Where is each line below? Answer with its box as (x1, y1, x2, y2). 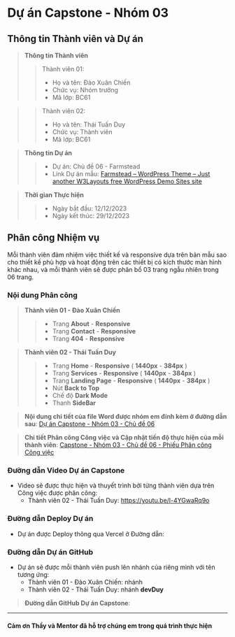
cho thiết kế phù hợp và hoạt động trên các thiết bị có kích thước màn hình (7, 257, 222, 266)
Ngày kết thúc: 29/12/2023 (52, 212, 130, 220)
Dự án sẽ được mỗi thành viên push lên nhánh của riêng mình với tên (17, 563, 215, 571)
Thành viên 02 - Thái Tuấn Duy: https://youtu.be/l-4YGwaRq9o (27, 496, 210, 505)
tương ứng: (17, 571, 50, 578)
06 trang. (7, 273, 34, 281)
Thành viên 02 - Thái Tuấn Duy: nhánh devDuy (27, 585, 164, 594)
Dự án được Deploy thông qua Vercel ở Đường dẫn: (17, 529, 164, 538)
